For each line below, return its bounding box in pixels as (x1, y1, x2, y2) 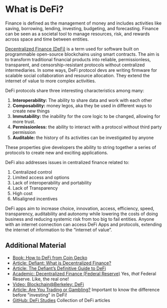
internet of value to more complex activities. (5, 78, 96, 84)
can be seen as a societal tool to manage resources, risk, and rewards (5, 31, 150, 37)
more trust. (12, 118, 36, 124)
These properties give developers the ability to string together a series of (5, 144, 156, 150)
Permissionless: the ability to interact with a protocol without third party (12, 124, 162, 130)
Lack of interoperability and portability (12, 180, 92, 186)
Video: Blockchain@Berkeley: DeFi (12, 281, 84, 287)
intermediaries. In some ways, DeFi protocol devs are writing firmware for (5, 67, 157, 73)
